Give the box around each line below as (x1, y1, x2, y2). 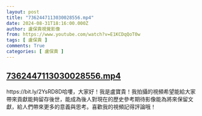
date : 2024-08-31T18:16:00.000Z (6, 20, 88, 26)
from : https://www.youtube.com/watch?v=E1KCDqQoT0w (6, 32, 140, 38)
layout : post (6, 9, 40, 15)
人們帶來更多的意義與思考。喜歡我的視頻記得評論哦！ (22, 103, 156, 110)
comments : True (6, 43, 45, 49)
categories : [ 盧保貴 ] (6, 49, 64, 55)
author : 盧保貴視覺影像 (6, 26, 60, 32)
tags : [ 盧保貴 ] (6, 37, 48, 43)
